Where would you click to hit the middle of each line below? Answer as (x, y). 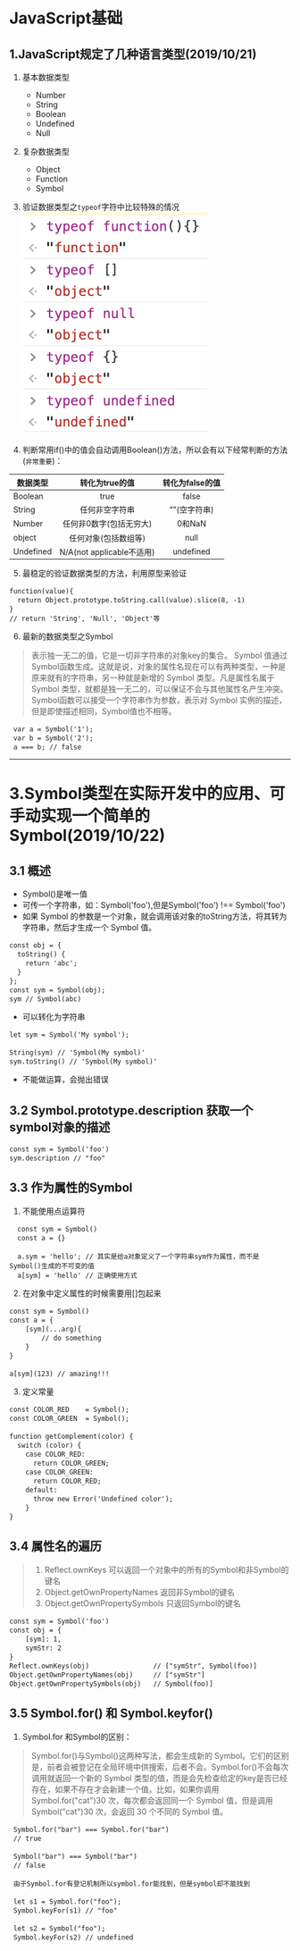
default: (42, 1490)
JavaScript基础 (66, 18)
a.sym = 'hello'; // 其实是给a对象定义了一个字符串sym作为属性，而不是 (138, 1257)
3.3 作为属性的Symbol (71, 1188)
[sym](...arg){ (54, 1329)
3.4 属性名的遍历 (56, 1547)
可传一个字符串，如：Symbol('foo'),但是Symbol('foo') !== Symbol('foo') (154, 905)
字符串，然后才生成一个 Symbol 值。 (89, 928)
